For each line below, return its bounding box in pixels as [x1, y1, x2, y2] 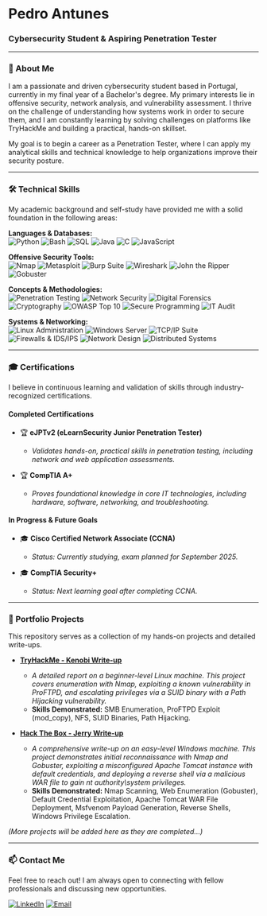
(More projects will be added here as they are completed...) [8, 827, 203, 836]
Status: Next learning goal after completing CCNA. [31, 586, 198, 596]
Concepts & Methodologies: [8, 285, 103, 294]
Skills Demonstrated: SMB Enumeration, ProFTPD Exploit [31, 704, 221, 714]
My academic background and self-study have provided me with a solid [8, 204, 244, 215]
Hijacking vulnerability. [31, 697, 107, 706]
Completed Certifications [8, 409, 94, 418]
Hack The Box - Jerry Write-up [19, 728, 124, 738]
